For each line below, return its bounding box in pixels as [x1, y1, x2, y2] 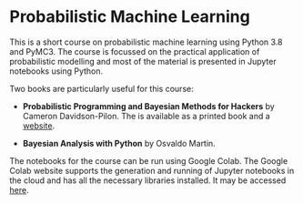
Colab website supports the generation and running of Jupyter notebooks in [9, 165, 295, 176]
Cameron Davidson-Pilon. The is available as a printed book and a [22, 110, 270, 121]
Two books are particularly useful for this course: [9, 83, 194, 94]
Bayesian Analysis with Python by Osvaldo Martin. [22, 138, 216, 148]
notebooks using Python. [9, 66, 104, 76]
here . [9, 184, 29, 195]
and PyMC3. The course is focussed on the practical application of [9, 46, 260, 56]
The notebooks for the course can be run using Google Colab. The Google [9, 155, 288, 166]
